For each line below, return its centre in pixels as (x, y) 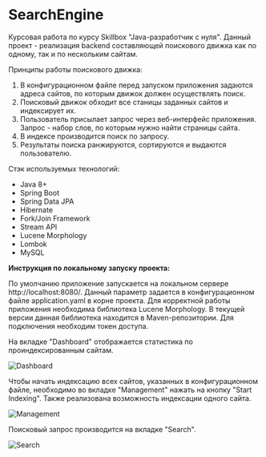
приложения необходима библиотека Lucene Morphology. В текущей (127, 309)
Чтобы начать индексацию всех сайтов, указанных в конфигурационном (133, 381)
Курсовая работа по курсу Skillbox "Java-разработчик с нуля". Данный (129, 37)
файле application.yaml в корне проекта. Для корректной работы (119, 300)
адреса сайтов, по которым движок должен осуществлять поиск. (133, 93)
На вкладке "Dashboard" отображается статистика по (101, 342)
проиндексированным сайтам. (61, 350)
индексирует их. (48, 111)
